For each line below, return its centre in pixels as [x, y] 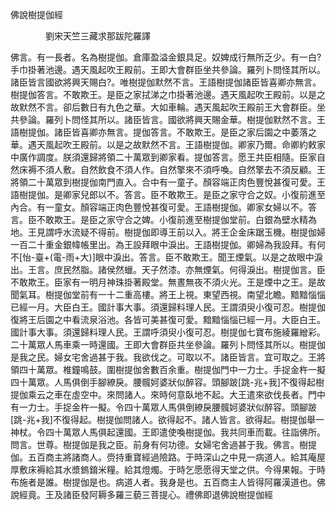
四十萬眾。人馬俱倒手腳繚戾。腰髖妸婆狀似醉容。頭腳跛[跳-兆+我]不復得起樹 [167, 382]
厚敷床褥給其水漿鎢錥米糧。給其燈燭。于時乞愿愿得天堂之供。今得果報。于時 [168, 469]
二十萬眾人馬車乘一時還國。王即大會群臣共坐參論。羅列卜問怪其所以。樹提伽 [168, 344]
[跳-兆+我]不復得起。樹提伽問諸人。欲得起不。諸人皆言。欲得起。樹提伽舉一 [167, 419]
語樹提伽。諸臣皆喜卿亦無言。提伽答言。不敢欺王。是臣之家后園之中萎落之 [163, 132]
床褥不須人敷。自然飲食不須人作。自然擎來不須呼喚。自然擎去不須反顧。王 [172, 169]
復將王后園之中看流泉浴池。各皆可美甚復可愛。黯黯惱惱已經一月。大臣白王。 [168, 319]
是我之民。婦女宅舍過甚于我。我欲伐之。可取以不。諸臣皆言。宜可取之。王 [163, 357]
